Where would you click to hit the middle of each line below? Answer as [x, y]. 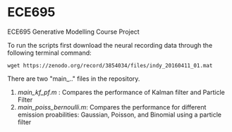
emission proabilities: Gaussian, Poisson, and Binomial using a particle [120, 114]
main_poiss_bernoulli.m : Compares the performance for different [112, 107]
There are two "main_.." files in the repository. [74, 79]
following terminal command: [49, 53]
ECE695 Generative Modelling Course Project [73, 32]
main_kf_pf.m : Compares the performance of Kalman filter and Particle [121, 92]
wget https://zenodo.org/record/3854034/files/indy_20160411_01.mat [110, 65]
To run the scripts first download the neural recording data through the [110, 45]
